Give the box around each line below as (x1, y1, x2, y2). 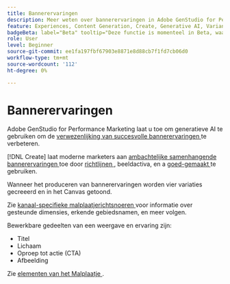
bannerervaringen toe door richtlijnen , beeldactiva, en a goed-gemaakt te (7, 160, 216, 168)
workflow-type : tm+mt (7, 55, 69, 61)
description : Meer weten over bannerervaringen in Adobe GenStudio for (7, 16, 216, 23)
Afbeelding (16, 257, 49, 265)
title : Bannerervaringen (7, 10, 78, 17)
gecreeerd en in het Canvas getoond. (7, 188, 112, 196)
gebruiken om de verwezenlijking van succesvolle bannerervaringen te (7, 132, 207, 141)
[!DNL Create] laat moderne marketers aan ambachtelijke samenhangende (7, 153, 217, 161)
